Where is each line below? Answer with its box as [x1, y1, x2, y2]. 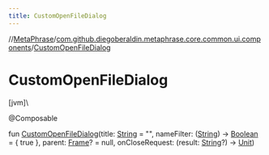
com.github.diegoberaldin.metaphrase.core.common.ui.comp [56, 34, 262, 44]
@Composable [8, 113, 58, 123]
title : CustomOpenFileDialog [8, 11, 107, 20]
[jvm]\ [8, 98, 29, 107]
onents [8, 42, 32, 52]
